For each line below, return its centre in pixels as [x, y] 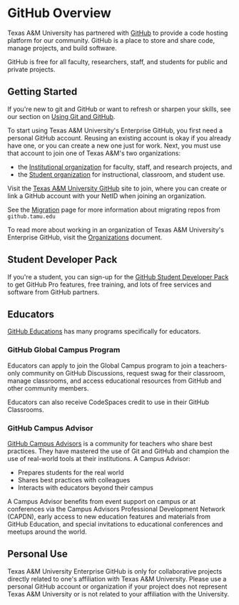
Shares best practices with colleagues [74, 480]
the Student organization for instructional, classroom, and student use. [121, 174]
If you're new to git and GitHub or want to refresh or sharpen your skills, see [119, 109]
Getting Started [42, 92]
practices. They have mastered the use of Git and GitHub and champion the [118, 451]
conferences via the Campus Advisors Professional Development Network [116, 509]
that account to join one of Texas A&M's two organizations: [94, 153]
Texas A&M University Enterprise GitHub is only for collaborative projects [115, 571]
